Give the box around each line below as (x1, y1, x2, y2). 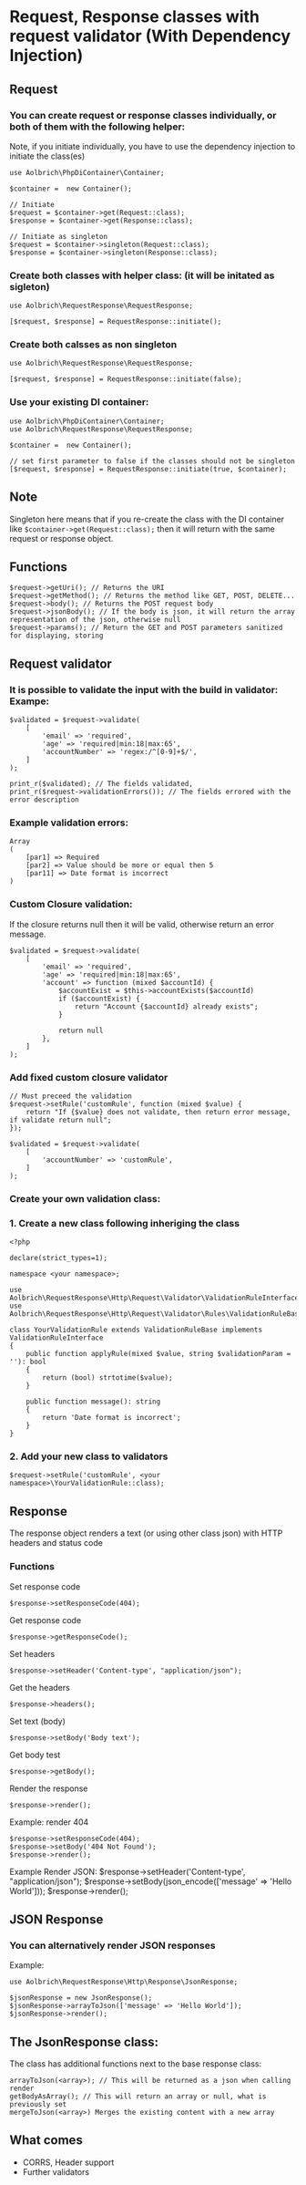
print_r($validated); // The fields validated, (9, 780, 194, 789)
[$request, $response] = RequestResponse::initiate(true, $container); (9, 464, 287, 473)
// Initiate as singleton (9, 232, 107, 241)
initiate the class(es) (9, 150, 86, 161)
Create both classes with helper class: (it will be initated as (9, 269, 275, 282)
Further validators (22, 2166, 89, 2177)
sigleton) (9, 280, 50, 293)
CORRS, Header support (22, 2157, 115, 2168)
